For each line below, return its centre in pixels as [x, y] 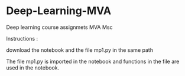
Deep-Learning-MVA [59, 11]
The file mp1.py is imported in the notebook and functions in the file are [93, 61]
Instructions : [22, 38]
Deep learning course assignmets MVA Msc [59, 27]
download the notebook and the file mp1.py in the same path [80, 50]
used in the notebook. [33, 67]
